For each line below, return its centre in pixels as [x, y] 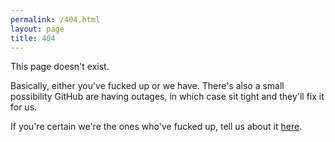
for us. [24, 107]
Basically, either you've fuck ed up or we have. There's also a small [147, 86]
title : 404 [33, 38]
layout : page [37, 29]
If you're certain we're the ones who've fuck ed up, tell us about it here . [156, 127]
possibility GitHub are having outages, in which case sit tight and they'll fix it [167, 97]
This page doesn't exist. [60, 67]
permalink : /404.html [55, 19]
